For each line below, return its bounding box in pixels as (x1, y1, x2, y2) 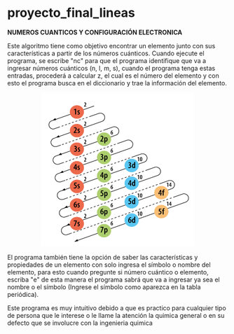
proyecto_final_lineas (7, 5, 135, 21)
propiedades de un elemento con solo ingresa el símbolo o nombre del (7, 260, 212, 269)
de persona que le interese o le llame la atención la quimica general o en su (7, 311, 225, 319)
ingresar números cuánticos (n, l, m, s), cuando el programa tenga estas (7, 64, 216, 72)
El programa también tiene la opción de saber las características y (7, 253, 198, 261)
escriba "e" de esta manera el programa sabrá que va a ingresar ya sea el (7, 275, 220, 284)
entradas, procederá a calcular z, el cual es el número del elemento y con (7, 71, 219, 80)
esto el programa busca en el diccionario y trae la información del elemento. (7, 78, 228, 87)
